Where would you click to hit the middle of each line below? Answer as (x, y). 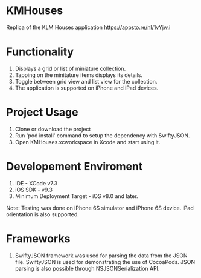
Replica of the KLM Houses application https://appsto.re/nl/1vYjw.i (88, 27)
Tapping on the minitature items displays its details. (79, 75)
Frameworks (38, 238)
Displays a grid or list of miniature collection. (70, 68)
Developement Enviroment (75, 167)
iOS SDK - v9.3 (34, 190)
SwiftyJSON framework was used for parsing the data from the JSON (101, 256)
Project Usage (42, 112)
